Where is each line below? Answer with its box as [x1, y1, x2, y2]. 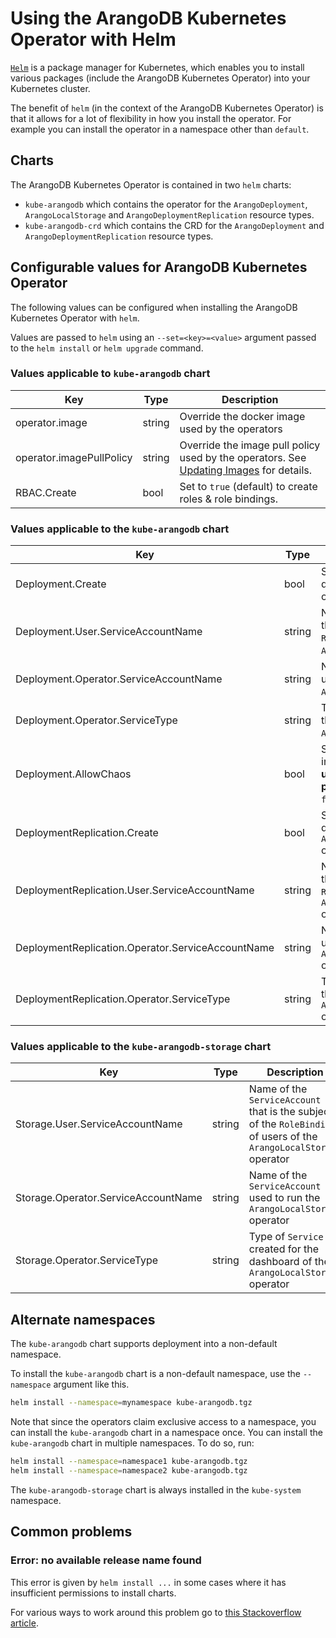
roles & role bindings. [179, 492, 279, 506]
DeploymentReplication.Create [15, 826, 159, 840]
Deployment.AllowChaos [15, 767, 132, 781]
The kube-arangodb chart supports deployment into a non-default [10, 1338, 278, 1350]
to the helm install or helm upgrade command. [10, 342, 204, 354]
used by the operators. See [179, 450, 307, 464]
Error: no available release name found [10, 1553, 202, 1567]
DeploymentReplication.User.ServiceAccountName [15, 883, 255, 897]
